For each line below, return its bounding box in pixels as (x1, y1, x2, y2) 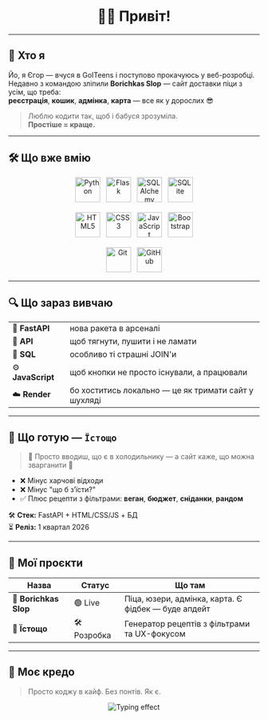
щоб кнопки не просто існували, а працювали (69, 367, 248, 378)
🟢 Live (73, 597, 100, 608)
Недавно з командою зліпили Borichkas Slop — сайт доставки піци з (8, 78, 243, 88)
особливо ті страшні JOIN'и (69, 349, 177, 360)
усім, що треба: (8, 87, 61, 97)
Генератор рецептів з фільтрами (124, 618, 250, 629)
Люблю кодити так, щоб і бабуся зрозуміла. (27, 111, 178, 121)
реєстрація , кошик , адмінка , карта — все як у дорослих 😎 (8, 95, 214, 105)
